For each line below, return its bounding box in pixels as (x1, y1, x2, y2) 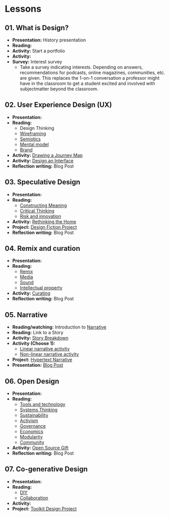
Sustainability (19, 412, 48, 418)
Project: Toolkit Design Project (12, 505, 77, 511)
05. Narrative (5, 310, 48, 319)
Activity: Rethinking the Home (12, 218, 77, 225)
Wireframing (19, 130, 46, 136)
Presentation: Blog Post (12, 362, 63, 368)
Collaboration (19, 495, 48, 501)
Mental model (19, 141, 49, 147)
